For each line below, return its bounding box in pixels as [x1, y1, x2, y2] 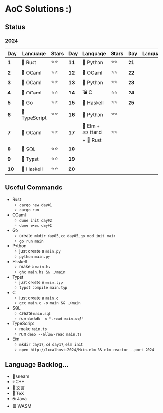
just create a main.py [19, 248, 61, 254]
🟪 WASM [12, 403, 32, 409]
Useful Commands [5, 184, 63, 192]
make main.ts [19, 325, 47, 332]
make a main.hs [19, 263, 51, 269]
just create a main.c [19, 295, 59, 300]
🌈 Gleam [12, 374, 30, 379]
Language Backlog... [5, 360, 69, 369]
